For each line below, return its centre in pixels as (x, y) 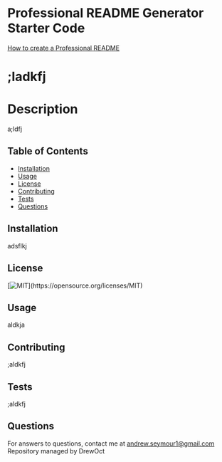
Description (43, 109)
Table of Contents (48, 151)
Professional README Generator (106, 13)
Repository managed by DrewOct (56, 451)
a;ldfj (15, 129)
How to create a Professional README (63, 48)
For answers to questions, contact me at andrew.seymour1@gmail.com (111, 443)
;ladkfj (27, 77)
